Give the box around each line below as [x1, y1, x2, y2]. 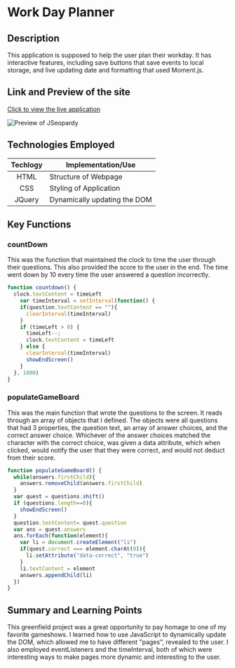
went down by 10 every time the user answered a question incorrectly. [7, 270, 210, 279]
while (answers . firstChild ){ [13, 473, 96, 481]
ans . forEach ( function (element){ [13, 532, 109, 539]
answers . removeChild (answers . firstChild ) [20, 480, 142, 487]
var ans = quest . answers [13, 526, 86, 533]
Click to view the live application [7, 105, 100, 113]
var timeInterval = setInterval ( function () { [20, 297, 156, 305]
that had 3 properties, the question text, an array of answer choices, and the [7, 423, 228, 431]
